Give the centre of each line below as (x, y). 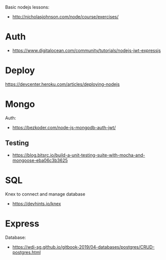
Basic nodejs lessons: (27, 7)
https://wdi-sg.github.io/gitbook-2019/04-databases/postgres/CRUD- (83, 247)
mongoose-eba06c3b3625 (40, 160)
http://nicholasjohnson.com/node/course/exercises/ (65, 17)
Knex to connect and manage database (45, 194)
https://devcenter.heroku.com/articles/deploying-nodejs (62, 84)
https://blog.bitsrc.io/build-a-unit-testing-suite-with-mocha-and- (79, 155)
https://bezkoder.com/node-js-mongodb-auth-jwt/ (64, 127)
